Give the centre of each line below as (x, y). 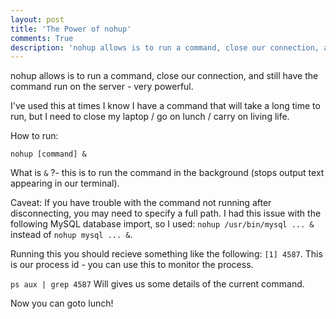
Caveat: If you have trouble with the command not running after (141, 203)
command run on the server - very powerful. (102, 87)
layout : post (37, 19)
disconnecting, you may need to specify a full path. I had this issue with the (166, 213)
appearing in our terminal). (65, 183)
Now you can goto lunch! (62, 303)
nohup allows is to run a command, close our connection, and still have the (164, 76)
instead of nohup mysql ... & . (71, 235)
